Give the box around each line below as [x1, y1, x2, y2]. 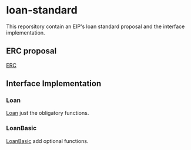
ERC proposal [6, 46, 57, 56]
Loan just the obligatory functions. [6, 110, 89, 117]
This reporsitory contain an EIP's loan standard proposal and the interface [6, 23, 185, 30]
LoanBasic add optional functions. [6, 137, 89, 144]
